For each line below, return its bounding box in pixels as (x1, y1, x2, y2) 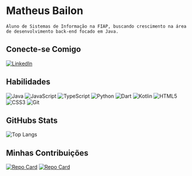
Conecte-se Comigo (6, 44, 81, 54)
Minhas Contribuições (6, 148, 89, 158)
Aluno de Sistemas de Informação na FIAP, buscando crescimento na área (6, 23, 187, 29)
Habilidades (6, 77, 51, 87)
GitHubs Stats (6, 115, 58, 125)
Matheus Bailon (6, 4, 83, 18)
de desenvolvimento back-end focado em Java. (6, 28, 118, 34)
